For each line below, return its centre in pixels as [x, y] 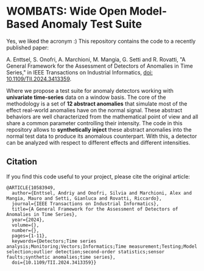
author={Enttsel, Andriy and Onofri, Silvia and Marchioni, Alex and [102, 193]
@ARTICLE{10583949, [31, 187]
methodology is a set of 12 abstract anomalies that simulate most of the [97, 103]
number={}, [26, 230]
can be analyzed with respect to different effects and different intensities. [98, 142]
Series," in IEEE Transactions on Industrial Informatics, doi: [80, 72]
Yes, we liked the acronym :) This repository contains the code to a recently [101, 41]
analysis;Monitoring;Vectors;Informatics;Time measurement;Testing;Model [102, 246]
